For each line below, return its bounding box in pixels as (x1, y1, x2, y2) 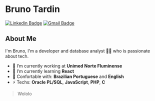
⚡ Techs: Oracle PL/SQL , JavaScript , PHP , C (12, 79, 105, 85)
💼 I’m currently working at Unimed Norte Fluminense (12, 62, 122, 68)
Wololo (17, 90, 32, 96)
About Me (5, 34, 36, 43)
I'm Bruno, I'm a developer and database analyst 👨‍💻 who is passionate (5, 47, 150, 53)
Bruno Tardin (5, 3, 60, 15)
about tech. (5, 53, 29, 59)
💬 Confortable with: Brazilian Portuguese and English (12, 73, 124, 79)
